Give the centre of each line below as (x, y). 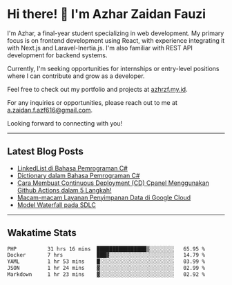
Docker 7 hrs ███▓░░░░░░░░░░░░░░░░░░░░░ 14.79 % (106, 255)
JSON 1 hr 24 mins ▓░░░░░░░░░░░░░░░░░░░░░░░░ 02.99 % (106, 268)
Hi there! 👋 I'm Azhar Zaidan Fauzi (106, 14)
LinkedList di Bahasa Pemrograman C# (72, 168)
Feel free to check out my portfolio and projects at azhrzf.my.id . (97, 89)
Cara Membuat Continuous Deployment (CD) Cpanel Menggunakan (113, 183)
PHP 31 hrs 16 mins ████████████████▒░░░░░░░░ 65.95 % (106, 249)
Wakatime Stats (42, 233)
